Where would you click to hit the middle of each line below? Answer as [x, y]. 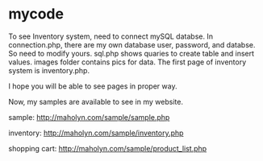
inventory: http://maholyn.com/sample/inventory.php [96, 133]
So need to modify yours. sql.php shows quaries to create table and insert [131, 53]
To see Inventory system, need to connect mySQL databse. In [111, 36]
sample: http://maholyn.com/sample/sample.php [89, 117]
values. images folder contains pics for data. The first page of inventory [127, 62]
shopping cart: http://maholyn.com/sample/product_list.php [108, 148]
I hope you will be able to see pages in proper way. [93, 86]
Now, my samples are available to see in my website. [96, 101]
